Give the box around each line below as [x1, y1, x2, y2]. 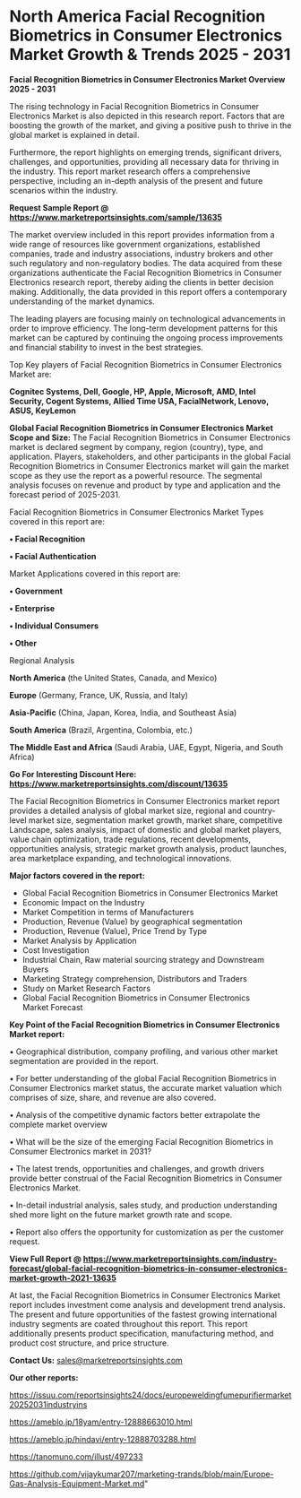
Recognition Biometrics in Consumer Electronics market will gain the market [9, 460, 289, 472]
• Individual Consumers [9, 620, 99, 631]
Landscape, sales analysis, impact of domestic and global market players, [9, 824, 282, 835]
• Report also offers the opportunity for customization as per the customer [9, 1226, 284, 1237]
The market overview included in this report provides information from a [9, 229, 275, 239]
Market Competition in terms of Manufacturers [21, 906, 194, 917]
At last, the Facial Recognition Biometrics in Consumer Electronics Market [9, 1289, 280, 1301]
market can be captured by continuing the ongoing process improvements [9, 332, 284, 342]
